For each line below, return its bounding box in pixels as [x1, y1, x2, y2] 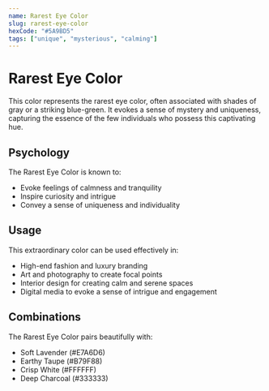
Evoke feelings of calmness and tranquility [19, 183, 162, 192]
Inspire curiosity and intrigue [19, 191, 116, 201]
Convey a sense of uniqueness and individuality [19, 200, 181, 209]
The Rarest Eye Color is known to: [8, 167, 122, 177]
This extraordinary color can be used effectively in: [8, 245, 179, 255]
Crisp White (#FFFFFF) [19, 364, 97, 374]
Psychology [8, 145, 70, 159]
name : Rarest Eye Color [8, 11, 89, 20]
